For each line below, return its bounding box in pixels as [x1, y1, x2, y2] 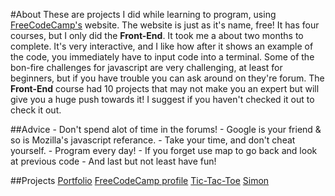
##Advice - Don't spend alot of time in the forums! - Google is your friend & [10, 124, 322, 135]
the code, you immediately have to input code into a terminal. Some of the [10, 51, 315, 63]
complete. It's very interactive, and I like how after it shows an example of [10, 40, 314, 52]
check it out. [10, 104, 62, 116]
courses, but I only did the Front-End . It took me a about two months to [10, 30, 304, 41]
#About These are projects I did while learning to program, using [10, 9, 277, 20]
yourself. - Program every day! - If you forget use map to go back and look [10, 145, 318, 156]
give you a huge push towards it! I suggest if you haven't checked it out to [10, 94, 315, 105]
